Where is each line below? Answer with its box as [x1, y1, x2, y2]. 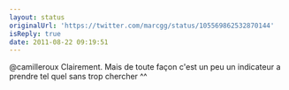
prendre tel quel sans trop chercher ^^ [9, 71, 148, 82]
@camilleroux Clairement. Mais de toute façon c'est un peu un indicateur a [9, 62, 281, 72]
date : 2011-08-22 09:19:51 [9, 37, 109, 47]
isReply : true [9, 29, 62, 38]
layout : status [9, 12, 65, 22]
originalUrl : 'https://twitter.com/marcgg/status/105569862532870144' [9, 21, 275, 30]
